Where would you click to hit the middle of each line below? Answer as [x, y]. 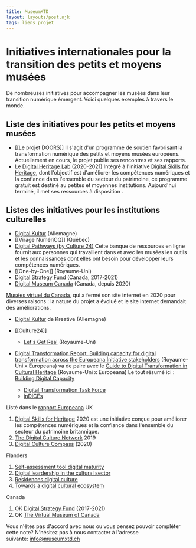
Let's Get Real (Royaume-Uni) [60, 342]
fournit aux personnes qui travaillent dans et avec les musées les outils [101, 252]
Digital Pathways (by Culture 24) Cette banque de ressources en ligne [100, 246]
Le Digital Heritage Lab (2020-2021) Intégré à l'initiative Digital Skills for [102, 166]
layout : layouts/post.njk [38, 17]
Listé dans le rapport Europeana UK [50, 407]
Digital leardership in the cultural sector [63, 473]
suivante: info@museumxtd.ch [43, 539]
